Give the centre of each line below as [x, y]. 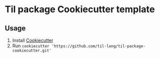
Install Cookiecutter [33, 40]
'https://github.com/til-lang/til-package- [98, 46]
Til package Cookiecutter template [80, 9]
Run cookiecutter [31, 46]
